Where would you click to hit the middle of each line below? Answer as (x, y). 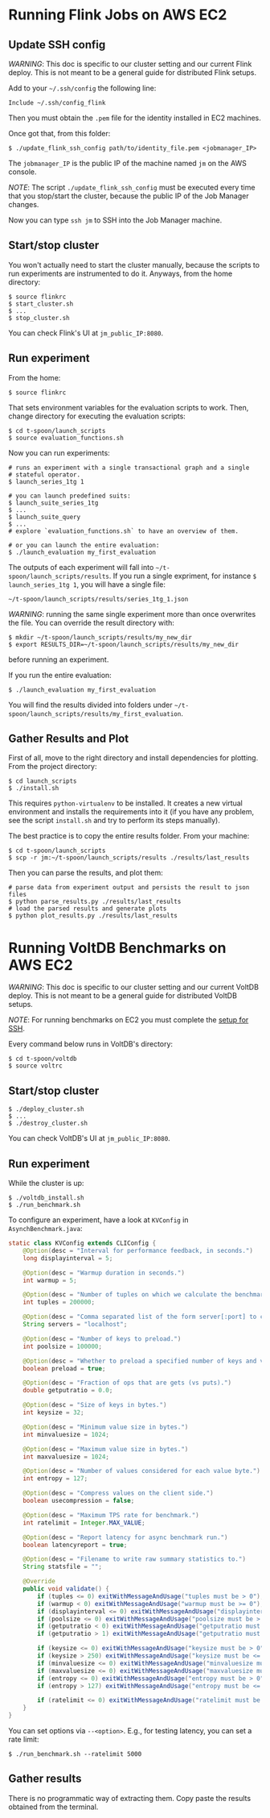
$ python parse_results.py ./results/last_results (95, 902)
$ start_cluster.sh (41, 304)
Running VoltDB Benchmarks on (117, 948)
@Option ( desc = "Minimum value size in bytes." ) (106, 1427)
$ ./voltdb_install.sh (46, 1198)
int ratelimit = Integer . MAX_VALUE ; (84, 1523)
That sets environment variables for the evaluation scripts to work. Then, (129, 407)
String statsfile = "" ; (63, 1567)
